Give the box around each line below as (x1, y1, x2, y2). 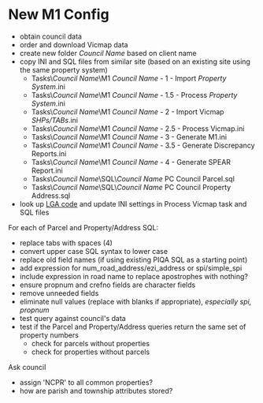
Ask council (8, 362, 46, 371)
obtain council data (19, 32, 83, 41)
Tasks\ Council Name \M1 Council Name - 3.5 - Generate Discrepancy (31, 140, 255, 150)
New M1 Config (8, 6, 109, 24)
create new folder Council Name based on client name (19, 48, 197, 58)
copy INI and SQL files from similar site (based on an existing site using (19, 57, 250, 66)
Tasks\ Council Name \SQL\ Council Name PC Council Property (31, 182, 232, 192)
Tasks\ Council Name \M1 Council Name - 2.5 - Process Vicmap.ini (31, 124, 245, 133)
